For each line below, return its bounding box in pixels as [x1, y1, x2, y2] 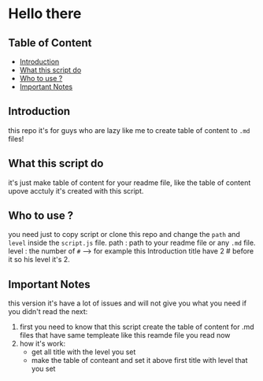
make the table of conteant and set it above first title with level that [31, 356, 248, 365]
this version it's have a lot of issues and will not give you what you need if [8, 298, 246, 308]
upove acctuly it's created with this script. [8, 186, 144, 195]
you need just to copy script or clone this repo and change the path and [8, 230, 240, 239]
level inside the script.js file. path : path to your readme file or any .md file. [8, 238, 256, 248]
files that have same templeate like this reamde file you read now [19, 331, 231, 340]
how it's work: [19, 339, 65, 349]
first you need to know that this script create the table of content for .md [19, 322, 254, 331]
